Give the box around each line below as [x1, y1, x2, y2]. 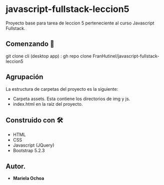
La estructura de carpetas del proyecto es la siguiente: [5, 86, 118, 92]
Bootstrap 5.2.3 [12, 148, 45, 154]
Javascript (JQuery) [12, 142, 54, 148]
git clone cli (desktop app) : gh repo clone [5, 53, 92, 59]
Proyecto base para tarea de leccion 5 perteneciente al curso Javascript [5, 20, 154, 26]
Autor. [5, 162, 26, 171]
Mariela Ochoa [12, 176, 44, 182]
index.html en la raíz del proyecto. [12, 101, 83, 107]
